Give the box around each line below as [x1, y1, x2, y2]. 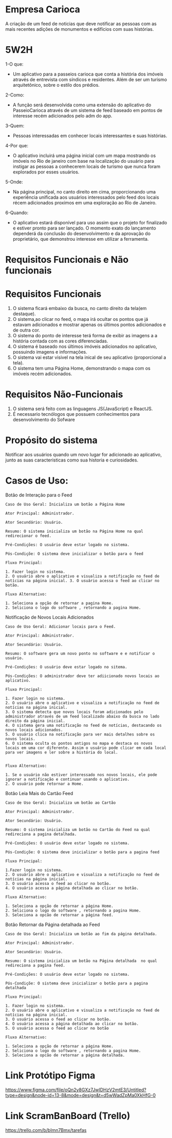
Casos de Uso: [5, 475, 68, 487]
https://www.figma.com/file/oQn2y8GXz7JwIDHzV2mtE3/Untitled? [5, 1087, 146, 1093]
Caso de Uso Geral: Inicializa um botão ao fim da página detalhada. [5, 931, 158, 936]
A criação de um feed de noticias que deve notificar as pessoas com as [5, 21, 157, 27]
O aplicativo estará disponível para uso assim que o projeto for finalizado [12, 219, 167, 225]
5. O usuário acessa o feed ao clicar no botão [5, 1026, 109, 1031]
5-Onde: [5, 179, 23, 185]
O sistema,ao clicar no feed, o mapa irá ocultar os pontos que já [12, 316, 148, 322]
